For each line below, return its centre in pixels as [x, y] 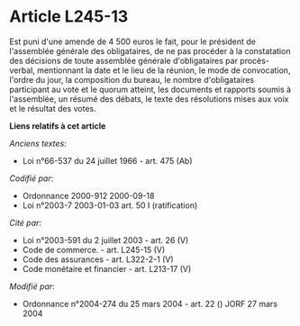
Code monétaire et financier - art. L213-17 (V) [107, 268]
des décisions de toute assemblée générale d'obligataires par [124, 60]
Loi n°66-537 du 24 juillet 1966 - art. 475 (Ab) [107, 160]
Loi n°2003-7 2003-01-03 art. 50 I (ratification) [110, 205]
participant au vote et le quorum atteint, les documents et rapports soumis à [150, 89]
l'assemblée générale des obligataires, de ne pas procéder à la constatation [150, 50]
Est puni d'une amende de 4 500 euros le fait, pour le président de [133, 41]
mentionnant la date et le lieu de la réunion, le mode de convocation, [164, 70]
